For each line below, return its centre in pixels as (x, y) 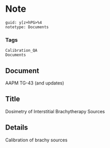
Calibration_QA (21, 51)
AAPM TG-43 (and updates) (35, 83)
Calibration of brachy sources (36, 140)
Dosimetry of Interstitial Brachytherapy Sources (55, 111)
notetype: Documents (27, 27)
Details (17, 128)
